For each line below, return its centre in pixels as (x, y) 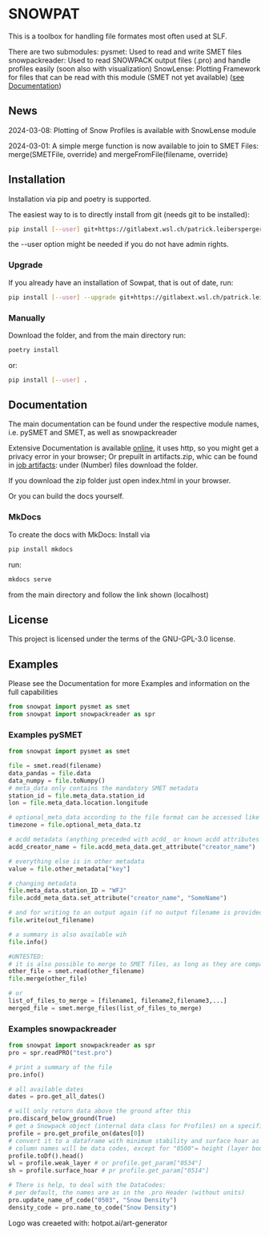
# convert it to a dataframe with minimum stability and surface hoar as (134, 1141)
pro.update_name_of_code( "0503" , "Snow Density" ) (93, 1200)
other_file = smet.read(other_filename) (77, 971)
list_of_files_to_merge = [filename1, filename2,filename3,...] (118, 1001)
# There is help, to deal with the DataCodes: (87, 1186)
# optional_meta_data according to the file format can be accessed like (134, 818)
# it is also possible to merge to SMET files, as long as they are (125, 964)
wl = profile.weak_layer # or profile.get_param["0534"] (105, 1163)
